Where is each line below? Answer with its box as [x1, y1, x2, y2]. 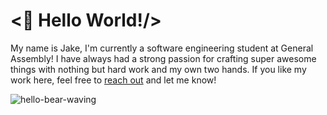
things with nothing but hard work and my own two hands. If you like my [10, 63, 307, 75]
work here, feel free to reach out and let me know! [10, 74, 217, 86]
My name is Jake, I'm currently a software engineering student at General [10, 42, 314, 54]
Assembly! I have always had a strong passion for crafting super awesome [10, 52, 317, 64]
